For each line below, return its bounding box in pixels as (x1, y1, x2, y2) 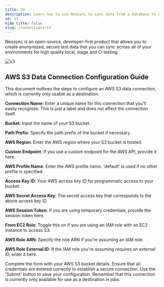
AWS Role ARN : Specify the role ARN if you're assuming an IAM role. (5, 237, 144, 243)
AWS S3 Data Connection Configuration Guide (5, 73, 149, 81)
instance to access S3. (5, 227, 51, 233)
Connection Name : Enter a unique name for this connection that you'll (5, 100, 146, 106)
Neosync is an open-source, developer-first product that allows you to (5, 39, 147, 44)
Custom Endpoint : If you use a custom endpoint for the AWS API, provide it (5, 149, 157, 155)
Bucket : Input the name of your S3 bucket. (5, 120, 91, 126)
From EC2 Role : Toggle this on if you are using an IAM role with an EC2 (5, 222, 148, 228)
